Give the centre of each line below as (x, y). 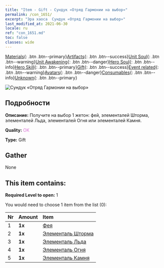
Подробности (28, 103)
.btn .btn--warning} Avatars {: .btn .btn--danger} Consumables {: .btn (74, 72)
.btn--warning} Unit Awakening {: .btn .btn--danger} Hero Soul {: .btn (74, 62)
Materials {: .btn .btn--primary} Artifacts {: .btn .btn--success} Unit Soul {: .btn (82, 56)
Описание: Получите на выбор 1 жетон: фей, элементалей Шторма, (77, 115)
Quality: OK (17, 130)
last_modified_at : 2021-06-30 (37, 24)
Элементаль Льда (64, 242)
